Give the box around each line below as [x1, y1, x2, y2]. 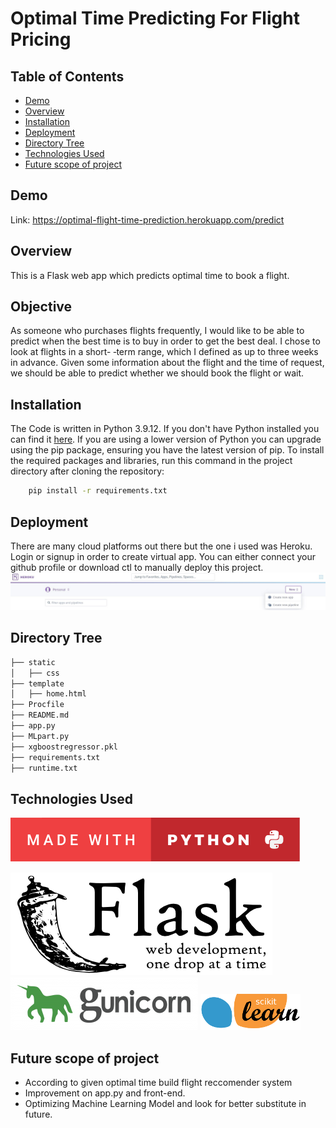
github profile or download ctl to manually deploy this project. [10, 561, 264, 573]
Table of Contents [10, 68, 125, 85]
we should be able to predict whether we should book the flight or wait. [10, 367, 305, 379]
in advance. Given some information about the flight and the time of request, [10, 357, 325, 369]
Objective [10, 298, 73, 316]
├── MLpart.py [10, 731, 70, 741]
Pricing [10, 28, 72, 51]
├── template [10, 678, 65, 689]
